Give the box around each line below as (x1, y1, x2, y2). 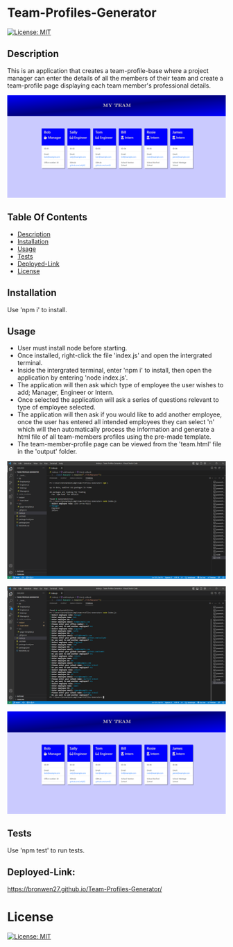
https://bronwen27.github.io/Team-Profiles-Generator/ (7, 884, 162, 893)
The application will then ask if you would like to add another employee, (17, 410, 222, 419)
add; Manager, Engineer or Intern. (17, 388, 114, 397)
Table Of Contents (7, 211, 88, 223)
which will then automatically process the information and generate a (17, 426, 215, 434)
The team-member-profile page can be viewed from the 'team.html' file (17, 440, 222, 448)
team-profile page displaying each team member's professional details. (7, 81, 212, 90)
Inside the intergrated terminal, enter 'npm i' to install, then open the (17, 366, 212, 375)
